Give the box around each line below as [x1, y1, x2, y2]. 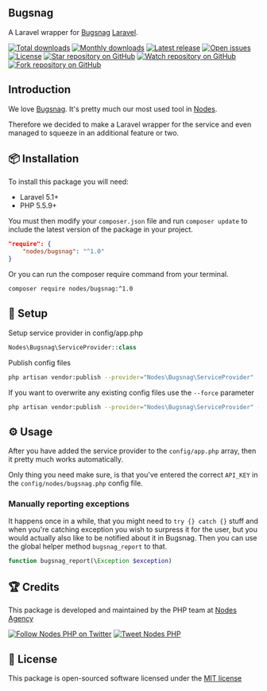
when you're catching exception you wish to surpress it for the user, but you [8, 525, 258, 534]
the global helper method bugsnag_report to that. [8, 541, 168, 552]
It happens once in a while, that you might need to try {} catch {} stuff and [8, 517, 258, 526]
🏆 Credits [8, 580, 60, 594]
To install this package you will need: [8, 177, 129, 186]
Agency [8, 614, 34, 623]
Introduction [8, 83, 72, 96]
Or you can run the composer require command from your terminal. [8, 270, 229, 279]
